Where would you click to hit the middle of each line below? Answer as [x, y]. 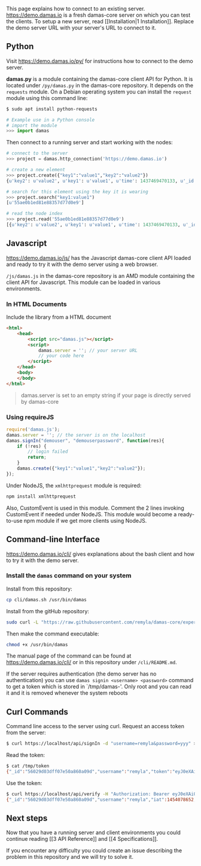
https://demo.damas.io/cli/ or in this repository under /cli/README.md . [92, 662]
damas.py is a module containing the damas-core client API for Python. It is [100, 79]
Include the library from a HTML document [59, 317]
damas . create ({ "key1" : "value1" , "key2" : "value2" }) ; [81, 469]
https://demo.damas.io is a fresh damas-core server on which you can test [98, 15]
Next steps [27, 818]
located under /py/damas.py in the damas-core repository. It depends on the [100, 85]
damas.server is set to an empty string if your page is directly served [106, 395]
